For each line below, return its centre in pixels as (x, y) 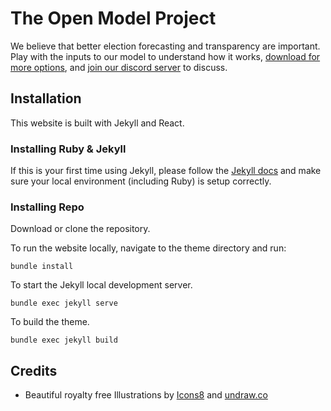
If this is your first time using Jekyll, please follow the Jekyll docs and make (166, 171)
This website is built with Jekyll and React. (97, 123)
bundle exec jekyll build (64, 340)
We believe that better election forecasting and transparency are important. (165, 46)
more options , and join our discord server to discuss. (119, 67)
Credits (34, 370)
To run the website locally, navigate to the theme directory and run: (148, 248)
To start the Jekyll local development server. (101, 285)
